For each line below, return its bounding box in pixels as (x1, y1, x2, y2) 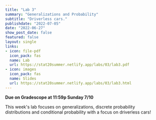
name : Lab (9, 58, 30, 63)
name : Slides (9, 76, 37, 81)
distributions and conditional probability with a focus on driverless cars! (5, 109, 152, 115)
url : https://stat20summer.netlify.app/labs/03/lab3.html (9, 80, 132, 85)
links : (5, 44, 19, 49)
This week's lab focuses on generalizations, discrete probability (5, 104, 135, 110)
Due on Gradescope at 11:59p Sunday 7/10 (5, 94, 94, 100)
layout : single (5, 40, 37, 44)
